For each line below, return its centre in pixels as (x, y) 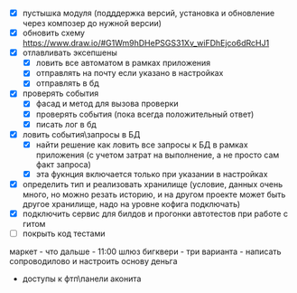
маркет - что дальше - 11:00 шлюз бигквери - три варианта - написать (145, 251)
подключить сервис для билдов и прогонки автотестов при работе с (155, 213)
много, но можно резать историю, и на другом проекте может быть (154, 194)
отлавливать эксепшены (70, 52)
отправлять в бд (67, 83)
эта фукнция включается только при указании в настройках (152, 174)
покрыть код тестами (64, 233)
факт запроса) (64, 164)
